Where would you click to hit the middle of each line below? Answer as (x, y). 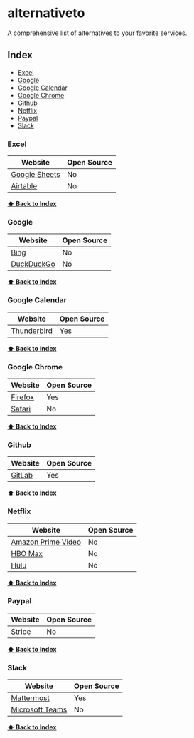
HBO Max (27, 553)
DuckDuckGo (33, 264)
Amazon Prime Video (46, 542)
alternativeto (46, 13)
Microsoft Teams (39, 709)
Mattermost (30, 698)
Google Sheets (36, 175)
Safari (21, 409)
